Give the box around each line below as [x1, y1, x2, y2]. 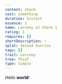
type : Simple [5, 61, 31, 66]
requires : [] [5, 34, 31, 39]
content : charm [5, 7, 36, 12]
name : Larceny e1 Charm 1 [5, 25, 57, 30]
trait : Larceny [5, 52, 36, 57]
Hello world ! [5, 75, 30, 81]
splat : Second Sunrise [5, 43, 51, 48]
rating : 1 [5, 30, 25, 34]
